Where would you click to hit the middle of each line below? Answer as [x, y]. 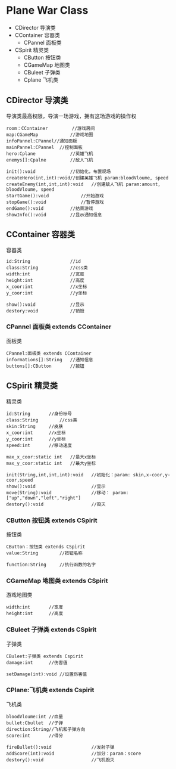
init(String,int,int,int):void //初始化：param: [68, 475]
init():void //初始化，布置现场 [59, 171]
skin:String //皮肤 [35, 426]
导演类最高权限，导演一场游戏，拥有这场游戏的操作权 [71, 116]
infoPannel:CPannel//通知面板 [42, 141]
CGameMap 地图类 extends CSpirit [57, 581]
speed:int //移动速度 [39, 445]
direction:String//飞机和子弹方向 [46, 729]
